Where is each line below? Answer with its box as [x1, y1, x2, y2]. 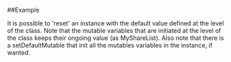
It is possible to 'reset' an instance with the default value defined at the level [7, 19, 224, 27]
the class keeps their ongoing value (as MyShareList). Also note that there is [7, 34, 225, 42]
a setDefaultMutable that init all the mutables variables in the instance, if [7, 41, 213, 49]
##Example [7, 6, 40, 14]
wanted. [7, 48, 30, 56]
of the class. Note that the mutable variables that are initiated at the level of [7, 27, 221, 34]
